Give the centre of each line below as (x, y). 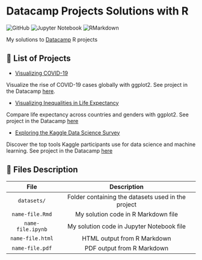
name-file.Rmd (32, 214)
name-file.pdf (32, 248)
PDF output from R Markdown (127, 248)
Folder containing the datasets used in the (127, 197)
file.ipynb (32, 229)
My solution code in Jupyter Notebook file (127, 226)
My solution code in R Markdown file (127, 214)
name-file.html (32, 238)
